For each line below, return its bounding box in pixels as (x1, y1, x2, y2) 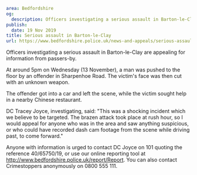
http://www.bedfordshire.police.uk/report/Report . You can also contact (6, 156, 178, 163)
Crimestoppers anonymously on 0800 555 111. (6, 163, 118, 170)
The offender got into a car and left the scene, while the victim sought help (6, 90, 186, 97)
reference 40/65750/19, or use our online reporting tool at (6, 150, 146, 157)
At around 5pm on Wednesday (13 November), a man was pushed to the (6, 66, 181, 73)
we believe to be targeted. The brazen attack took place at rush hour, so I (6, 114, 183, 121)
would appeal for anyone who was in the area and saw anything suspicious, (6, 120, 189, 127)
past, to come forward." (6, 132, 63, 140)
